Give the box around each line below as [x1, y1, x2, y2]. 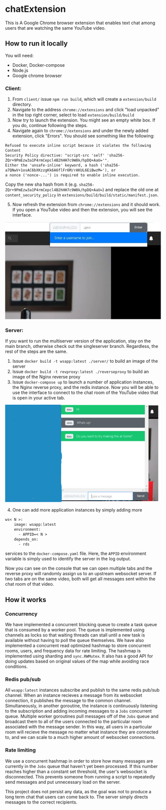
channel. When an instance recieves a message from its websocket [5, 692, 142, 698]
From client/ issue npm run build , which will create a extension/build [12, 96, 157, 102]
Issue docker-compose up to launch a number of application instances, [12, 379, 154, 385]
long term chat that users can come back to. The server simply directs [5, 794, 148, 800]
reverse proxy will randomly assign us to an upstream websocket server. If [5, 571, 157, 577]
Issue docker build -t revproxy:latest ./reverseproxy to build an [12, 369, 149, 375]
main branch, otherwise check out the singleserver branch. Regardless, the [5, 343, 159, 349]
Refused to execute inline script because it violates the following [5, 143, 152, 148]
